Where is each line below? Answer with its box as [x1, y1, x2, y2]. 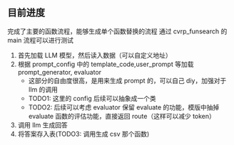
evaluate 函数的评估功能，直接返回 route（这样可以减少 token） [28, 112, 216, 120]
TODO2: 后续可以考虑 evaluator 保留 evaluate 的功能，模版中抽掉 [28, 102, 220, 112]
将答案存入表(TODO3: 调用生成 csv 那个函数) [17, 129, 150, 138]
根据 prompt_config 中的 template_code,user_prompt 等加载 [17, 60, 194, 68]
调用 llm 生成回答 [17, 120, 68, 129]
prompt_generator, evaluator [17, 68, 102, 76]
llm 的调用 [28, 85, 58, 94]
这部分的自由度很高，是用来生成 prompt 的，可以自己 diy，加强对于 [28, 76, 227, 85]
